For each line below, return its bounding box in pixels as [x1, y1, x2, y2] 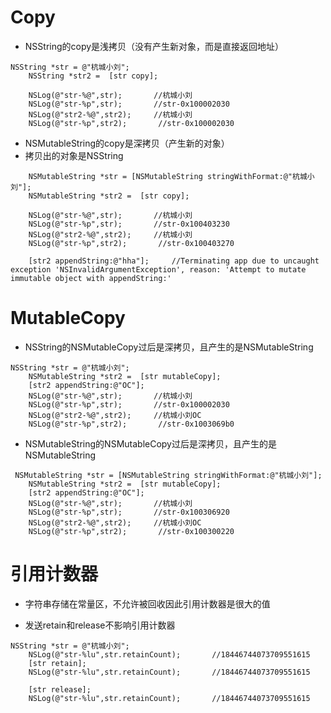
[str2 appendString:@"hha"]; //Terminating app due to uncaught [28, 256, 320, 266]
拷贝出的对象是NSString [24, 149, 124, 161]
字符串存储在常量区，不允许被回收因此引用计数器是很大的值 [24, 597, 271, 610]
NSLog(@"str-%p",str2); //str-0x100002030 [28, 118, 235, 128]
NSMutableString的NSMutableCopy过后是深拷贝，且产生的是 [24, 437, 277, 450]
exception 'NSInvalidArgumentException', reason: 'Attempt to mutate [10, 264, 307, 275]
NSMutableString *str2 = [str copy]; [28, 191, 190, 201]
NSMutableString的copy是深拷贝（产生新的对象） [24, 137, 230, 149]
